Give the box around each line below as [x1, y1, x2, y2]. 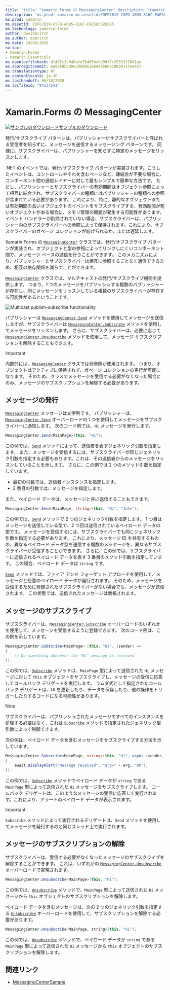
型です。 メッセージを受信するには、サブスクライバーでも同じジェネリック [5, 528, 161, 535]
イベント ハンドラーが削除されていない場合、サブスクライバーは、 [5, 215, 144, 221]
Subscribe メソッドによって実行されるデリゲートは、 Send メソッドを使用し [5, 817, 161, 823]
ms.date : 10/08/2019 [5, 41, 49, 46]
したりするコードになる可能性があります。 [14, 693, 103, 699]
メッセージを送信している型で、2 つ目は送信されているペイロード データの [5, 522, 161, 528]
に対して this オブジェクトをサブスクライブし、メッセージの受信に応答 [14, 674, 163, 680]
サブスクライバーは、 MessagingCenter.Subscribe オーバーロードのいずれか [5, 621, 161, 627]
